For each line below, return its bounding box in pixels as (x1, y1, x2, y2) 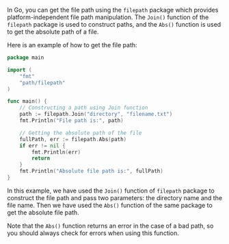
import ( (7, 66, 32, 73)
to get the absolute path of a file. (7, 27, 99, 36)
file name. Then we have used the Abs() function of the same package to (7, 201, 213, 209)
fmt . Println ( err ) (31, 149, 81, 156)
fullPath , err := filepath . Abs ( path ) (19, 136, 127, 143)
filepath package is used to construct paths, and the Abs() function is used (7, 21, 221, 28)
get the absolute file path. (7, 208, 80, 217)
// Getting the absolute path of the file (19, 130, 142, 136)
